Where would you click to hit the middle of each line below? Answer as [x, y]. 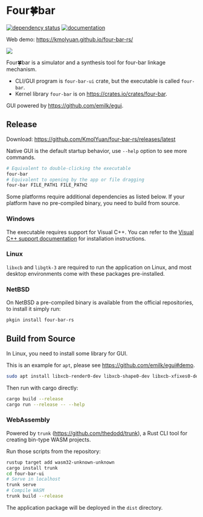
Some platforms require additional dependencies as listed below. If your [96, 197]
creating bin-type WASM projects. [49, 440]
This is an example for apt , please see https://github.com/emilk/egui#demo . [101, 365]
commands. [21, 157]
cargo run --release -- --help [46, 405]
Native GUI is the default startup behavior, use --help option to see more [97, 151]
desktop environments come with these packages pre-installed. [85, 273]
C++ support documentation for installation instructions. [76, 238]
